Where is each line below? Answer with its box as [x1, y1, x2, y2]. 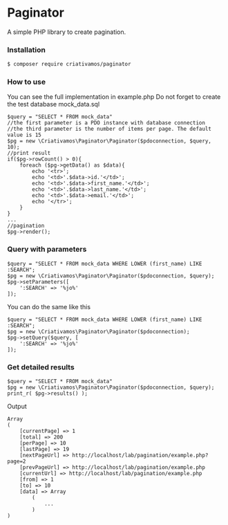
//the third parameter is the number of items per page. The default [7, 126, 212, 133]
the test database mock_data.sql [7, 100, 100, 109]
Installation [7, 45, 46, 55]
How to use [7, 77, 46, 87]
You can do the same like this [7, 302, 91, 311]
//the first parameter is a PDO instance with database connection [7, 120, 206, 127]
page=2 [7, 458, 26, 465]
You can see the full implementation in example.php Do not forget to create [7, 93, 221, 101]
